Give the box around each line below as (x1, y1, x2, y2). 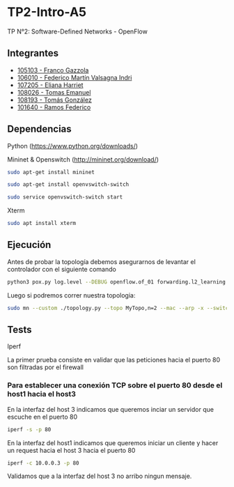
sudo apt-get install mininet (7, 169, 95, 176)
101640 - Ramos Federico (17, 102, 91, 111)
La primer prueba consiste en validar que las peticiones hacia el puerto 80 (7, 356, 221, 364)
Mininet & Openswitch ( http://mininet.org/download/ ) (7, 155, 159, 164)
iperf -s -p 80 (7, 426, 52, 433)
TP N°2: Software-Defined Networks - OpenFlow (7, 27, 148, 36)
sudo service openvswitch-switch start (7, 194, 123, 201)
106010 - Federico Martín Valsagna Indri (17, 73, 132, 82)
